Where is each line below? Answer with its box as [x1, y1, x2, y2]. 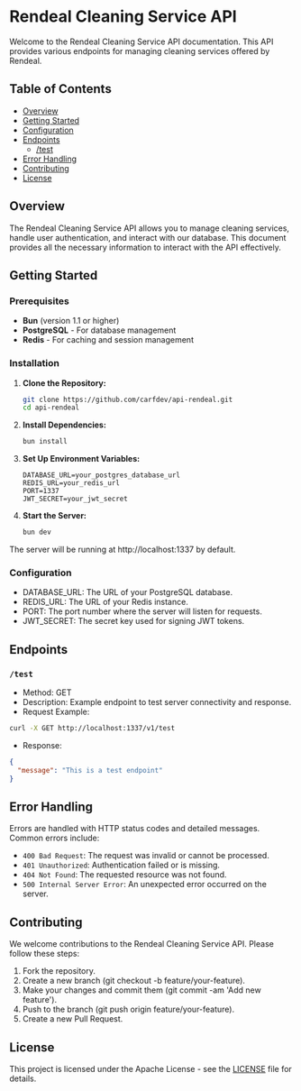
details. [9, 1073, 37, 1084]
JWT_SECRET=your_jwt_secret [22, 494, 128, 504]
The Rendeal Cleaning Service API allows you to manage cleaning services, [9, 223, 290, 234]
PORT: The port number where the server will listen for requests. [22, 606, 263, 617]
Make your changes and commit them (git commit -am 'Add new [22, 985, 261, 995]
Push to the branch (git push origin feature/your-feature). [22, 1004, 235, 1015]
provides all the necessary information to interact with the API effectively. [9, 242, 281, 252]
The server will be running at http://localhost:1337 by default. [9, 544, 236, 555]
